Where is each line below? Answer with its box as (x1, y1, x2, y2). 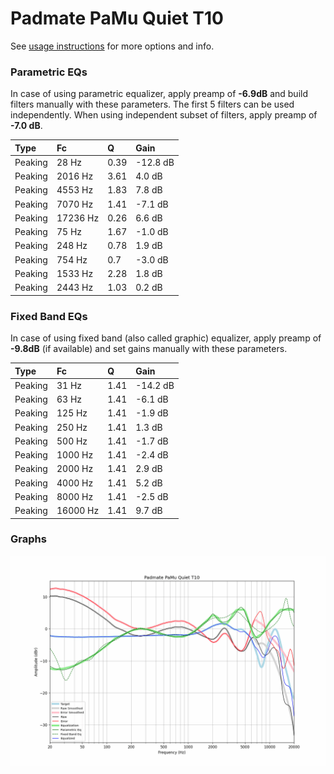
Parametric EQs (10, 65, 88, 79)
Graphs (10, 532, 47, 546)
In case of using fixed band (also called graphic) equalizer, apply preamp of (10, 332, 322, 344)
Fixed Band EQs (10, 309, 88, 323)
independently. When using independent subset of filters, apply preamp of (10, 109, 318, 121)
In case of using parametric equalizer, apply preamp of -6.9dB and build (10, 88, 309, 100)
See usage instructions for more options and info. (10, 40, 215, 52)
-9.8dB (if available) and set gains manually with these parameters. (10, 343, 288, 355)
